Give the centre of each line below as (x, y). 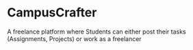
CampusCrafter (52, 13)
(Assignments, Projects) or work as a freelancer (74, 38)
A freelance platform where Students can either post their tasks (96, 32)
